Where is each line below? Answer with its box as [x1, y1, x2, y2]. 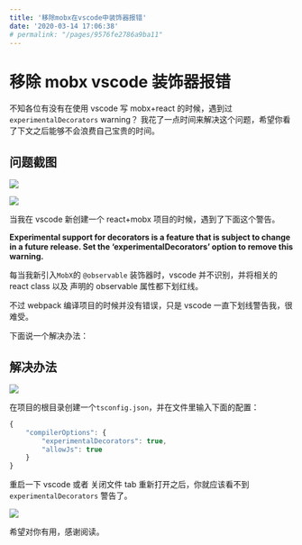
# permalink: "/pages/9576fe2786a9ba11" [9, 30, 164, 39]
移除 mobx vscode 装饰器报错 [9, 71, 232, 92]
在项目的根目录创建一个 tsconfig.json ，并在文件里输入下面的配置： [9, 402, 260, 413]
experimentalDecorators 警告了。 [9, 490, 133, 501]
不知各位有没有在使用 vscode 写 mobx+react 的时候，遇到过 [9, 103, 233, 114]
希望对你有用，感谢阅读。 [9, 526, 105, 537]
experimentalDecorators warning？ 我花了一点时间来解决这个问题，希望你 [9, 114, 283, 125]
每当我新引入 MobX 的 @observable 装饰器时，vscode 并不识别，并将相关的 [9, 269, 278, 280]
